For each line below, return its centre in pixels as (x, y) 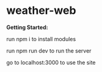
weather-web (41, 11)
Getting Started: (27, 27)
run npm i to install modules (41, 39)
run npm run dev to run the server (49, 51)
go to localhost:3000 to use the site (51, 62)
